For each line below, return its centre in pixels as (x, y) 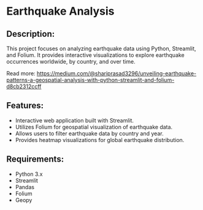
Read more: (21, 73)
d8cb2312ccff (24, 86)
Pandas (25, 187)
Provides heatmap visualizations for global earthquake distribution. (100, 140)
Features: (25, 106)
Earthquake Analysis (60, 11)
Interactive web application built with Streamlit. (74, 120)
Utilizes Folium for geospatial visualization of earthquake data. (94, 127)
